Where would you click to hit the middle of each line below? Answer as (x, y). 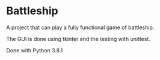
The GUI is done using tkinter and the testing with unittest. (78, 39)
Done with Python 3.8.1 (35, 50)
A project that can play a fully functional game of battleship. (80, 27)
